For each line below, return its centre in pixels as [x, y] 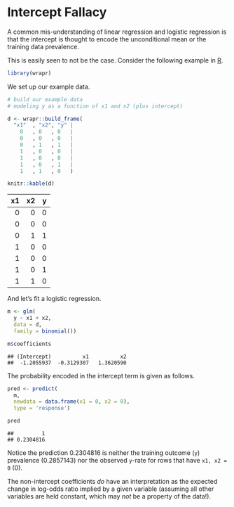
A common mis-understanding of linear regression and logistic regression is [117, 32]
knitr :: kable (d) [31, 184]
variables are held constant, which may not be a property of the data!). [109, 496]
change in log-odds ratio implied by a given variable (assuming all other [111, 489]
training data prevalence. [43, 46]
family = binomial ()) [45, 331]
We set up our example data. [49, 86]
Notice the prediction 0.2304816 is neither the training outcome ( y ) [104, 453]
